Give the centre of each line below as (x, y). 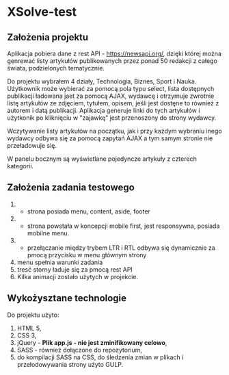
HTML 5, (29, 328)
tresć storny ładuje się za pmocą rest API (75, 269)
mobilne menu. (48, 233)
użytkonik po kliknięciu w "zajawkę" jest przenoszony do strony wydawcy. (112, 118)
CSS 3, (27, 335)
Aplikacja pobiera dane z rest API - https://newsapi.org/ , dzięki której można (114, 53)
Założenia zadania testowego (71, 188)
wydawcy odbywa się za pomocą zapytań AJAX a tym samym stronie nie (110, 138)
